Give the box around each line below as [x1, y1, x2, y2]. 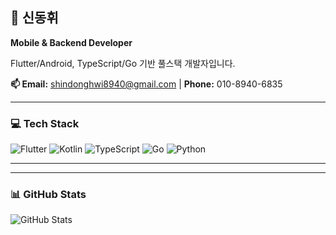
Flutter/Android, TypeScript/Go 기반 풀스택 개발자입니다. [10, 57, 236, 69]
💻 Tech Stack [10, 116, 80, 130]
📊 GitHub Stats [10, 188, 87, 202]
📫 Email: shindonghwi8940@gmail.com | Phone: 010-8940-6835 [10, 78, 283, 90]
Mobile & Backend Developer [10, 36, 133, 48]
